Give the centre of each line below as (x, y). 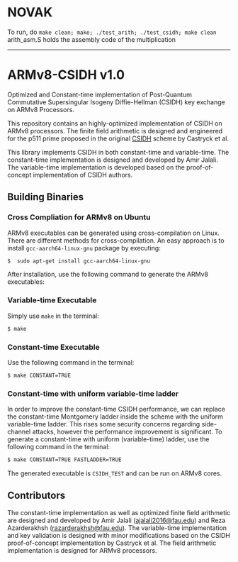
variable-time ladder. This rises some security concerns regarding (104, 424)
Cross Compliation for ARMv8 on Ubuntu (79, 217)
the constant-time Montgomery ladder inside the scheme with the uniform (115, 417)
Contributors (36, 496)
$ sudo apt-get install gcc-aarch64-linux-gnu (79, 261)
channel (19, 432)
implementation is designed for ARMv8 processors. (82, 550)
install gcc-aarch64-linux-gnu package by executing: (84, 248)
